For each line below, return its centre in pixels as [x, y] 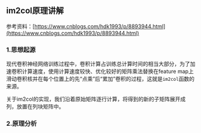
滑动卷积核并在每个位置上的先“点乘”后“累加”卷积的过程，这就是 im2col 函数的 [100, 79]
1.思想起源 [21, 50]
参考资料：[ [20, 26]
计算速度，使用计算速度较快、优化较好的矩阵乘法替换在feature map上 [108, 71]
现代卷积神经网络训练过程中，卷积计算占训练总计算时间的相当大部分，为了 [98, 64]
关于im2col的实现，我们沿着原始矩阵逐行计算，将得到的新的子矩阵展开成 [96, 99]
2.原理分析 [22, 123]
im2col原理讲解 [35, 11]
